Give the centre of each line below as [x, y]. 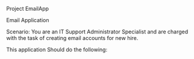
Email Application [28, 20]
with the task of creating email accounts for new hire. [72, 38]
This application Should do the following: [57, 49]
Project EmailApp [28, 9]
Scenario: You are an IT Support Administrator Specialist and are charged [97, 32]
